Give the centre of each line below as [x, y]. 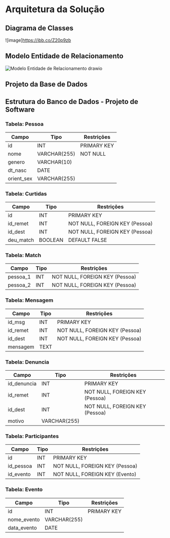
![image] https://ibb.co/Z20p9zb [38, 40]
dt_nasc [17, 170]
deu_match [21, 240]
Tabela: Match [23, 256]
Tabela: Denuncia [27, 362]
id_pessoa [20, 466]
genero [16, 162]
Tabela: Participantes [32, 436]
